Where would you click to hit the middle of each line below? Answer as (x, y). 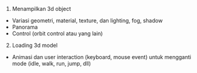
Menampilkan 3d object (42, 9)
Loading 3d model (35, 45)
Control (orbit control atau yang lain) (57, 33)
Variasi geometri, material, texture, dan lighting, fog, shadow (87, 20)
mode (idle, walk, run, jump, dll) (51, 64)
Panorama (25, 27)
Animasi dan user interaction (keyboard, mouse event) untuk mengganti (102, 57)
